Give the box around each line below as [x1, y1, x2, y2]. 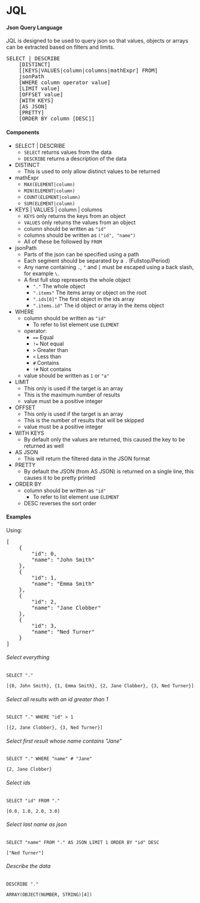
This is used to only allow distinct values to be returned [23, 168, 160, 175]
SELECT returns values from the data [23, 148, 112, 156]
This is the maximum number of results [23, 391, 120, 398]
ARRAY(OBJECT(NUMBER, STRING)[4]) [6, 892, 93, 898]
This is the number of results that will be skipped [23, 416, 144, 424]
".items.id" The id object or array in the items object [32, 302, 165, 309]
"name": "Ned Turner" [31, 628, 95, 635]
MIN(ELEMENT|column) [23, 187, 75, 194]
